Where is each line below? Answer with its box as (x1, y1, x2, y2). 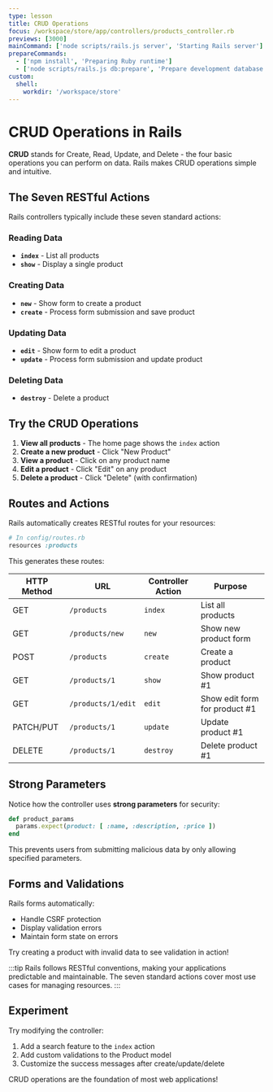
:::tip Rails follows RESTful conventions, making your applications (8, 963, 227, 972)
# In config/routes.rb (8, 534, 85, 542)
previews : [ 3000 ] (8, 34, 67, 43)
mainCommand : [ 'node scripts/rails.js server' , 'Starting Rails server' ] (8, 42, 264, 50)
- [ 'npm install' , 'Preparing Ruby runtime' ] (15, 58, 173, 66)
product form (200, 632, 251, 644)
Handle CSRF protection (19, 914, 102, 924)
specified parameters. (8, 854, 83, 863)
